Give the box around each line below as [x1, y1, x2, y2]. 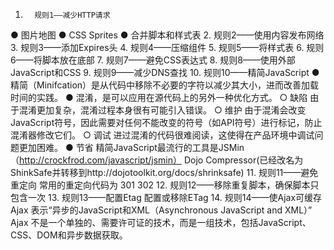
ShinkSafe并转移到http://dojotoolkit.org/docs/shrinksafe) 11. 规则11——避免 [10, 167, 319, 178]
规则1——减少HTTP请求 [34, 10, 111, 20]
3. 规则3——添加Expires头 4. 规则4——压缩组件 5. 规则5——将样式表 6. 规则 [10, 42, 325, 53]
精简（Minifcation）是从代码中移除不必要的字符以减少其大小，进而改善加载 [10, 79, 320, 91]
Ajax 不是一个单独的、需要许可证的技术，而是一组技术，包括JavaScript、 [10, 217, 312, 228]
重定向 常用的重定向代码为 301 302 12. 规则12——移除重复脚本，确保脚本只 [10, 179, 320, 191]
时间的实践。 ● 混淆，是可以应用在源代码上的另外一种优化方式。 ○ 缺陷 [10, 92, 308, 103]
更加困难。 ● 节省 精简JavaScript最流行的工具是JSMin [18, 142, 245, 153]
